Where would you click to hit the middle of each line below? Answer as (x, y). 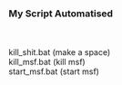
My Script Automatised (61, 14)
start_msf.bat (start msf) (54, 71)
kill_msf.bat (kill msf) (47, 62)
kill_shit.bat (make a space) (60, 52)
